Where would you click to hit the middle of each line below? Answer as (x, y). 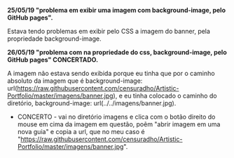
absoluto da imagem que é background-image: (75, 81)
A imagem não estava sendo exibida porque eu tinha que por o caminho (111, 73)
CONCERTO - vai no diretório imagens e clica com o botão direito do (116, 117)
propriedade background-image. (54, 39)
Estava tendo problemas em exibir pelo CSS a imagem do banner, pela (109, 31)
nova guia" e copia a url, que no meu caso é (81, 132)
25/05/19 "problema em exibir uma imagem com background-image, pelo (117, 10)
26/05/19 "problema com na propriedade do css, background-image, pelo (117, 52)
